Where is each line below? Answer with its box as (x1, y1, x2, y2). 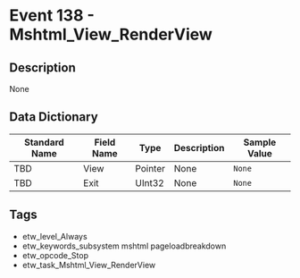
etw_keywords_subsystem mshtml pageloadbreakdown (21, 240, 227, 251)
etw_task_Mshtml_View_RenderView (21, 259, 156, 270)
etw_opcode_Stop (21, 249, 89, 260)
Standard (23, 136, 64, 148)
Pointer (135, 162, 166, 174)
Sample (243, 136, 277, 148)
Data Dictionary (9, 109, 98, 125)
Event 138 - (9, 5, 96, 26)
